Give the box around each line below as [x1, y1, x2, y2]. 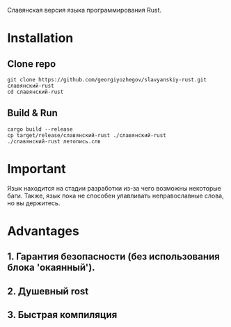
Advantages [7, 223, 80, 239]
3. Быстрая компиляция [7, 309, 118, 321]
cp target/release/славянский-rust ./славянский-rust [7, 131, 167, 138]
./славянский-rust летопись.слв [7, 138, 101, 145]
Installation [7, 31, 74, 46]
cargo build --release [7, 125, 73, 133]
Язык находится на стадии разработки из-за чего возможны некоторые [7, 184, 221, 192]
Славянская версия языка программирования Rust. [7, 6, 162, 14]
